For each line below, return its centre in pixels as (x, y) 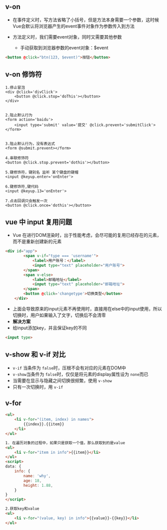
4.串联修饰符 (17, 158)
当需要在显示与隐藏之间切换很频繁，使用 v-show (62, 380)
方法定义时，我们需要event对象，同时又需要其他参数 (67, 37)
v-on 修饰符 (24, 74)
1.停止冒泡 (15, 87)
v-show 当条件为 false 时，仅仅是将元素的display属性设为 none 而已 (80, 374)
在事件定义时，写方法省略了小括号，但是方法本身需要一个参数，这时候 (86, 20)
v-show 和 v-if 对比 (35, 354)
